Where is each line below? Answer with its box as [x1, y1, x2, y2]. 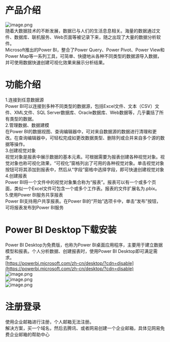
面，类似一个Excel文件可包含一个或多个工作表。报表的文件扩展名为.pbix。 [5, 185, 160, 192]
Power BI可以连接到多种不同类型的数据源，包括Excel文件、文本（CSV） [5, 103, 155, 109]
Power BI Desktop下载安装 [5, 224, 117, 236]
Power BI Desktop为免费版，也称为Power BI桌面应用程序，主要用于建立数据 [5, 242, 163, 248]
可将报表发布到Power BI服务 [5, 204, 64, 210]
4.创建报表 [5, 173, 27, 179]
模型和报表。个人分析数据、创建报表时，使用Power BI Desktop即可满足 [5, 248, 153, 254]
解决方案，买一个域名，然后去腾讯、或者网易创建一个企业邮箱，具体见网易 [5, 325, 160, 331]
